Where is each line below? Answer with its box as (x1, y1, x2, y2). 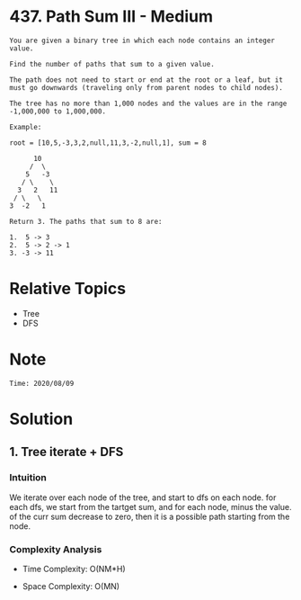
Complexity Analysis (9, 542, 102, 555)
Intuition (9, 471, 48, 484)
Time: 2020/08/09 (9, 379, 75, 388)
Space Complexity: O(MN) (22, 580, 120, 591)
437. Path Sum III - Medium (9, 6, 214, 27)
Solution (9, 409, 74, 429)
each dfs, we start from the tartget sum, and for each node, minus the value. (9, 501, 292, 512)
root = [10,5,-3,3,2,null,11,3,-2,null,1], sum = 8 (9, 138, 207, 148)
